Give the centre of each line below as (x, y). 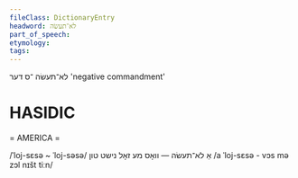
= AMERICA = (35, 138)
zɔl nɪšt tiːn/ (31, 165)
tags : (19, 51)
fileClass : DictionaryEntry (62, 18)
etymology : (30, 43)
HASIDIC (42, 113)
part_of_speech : (40, 34)
